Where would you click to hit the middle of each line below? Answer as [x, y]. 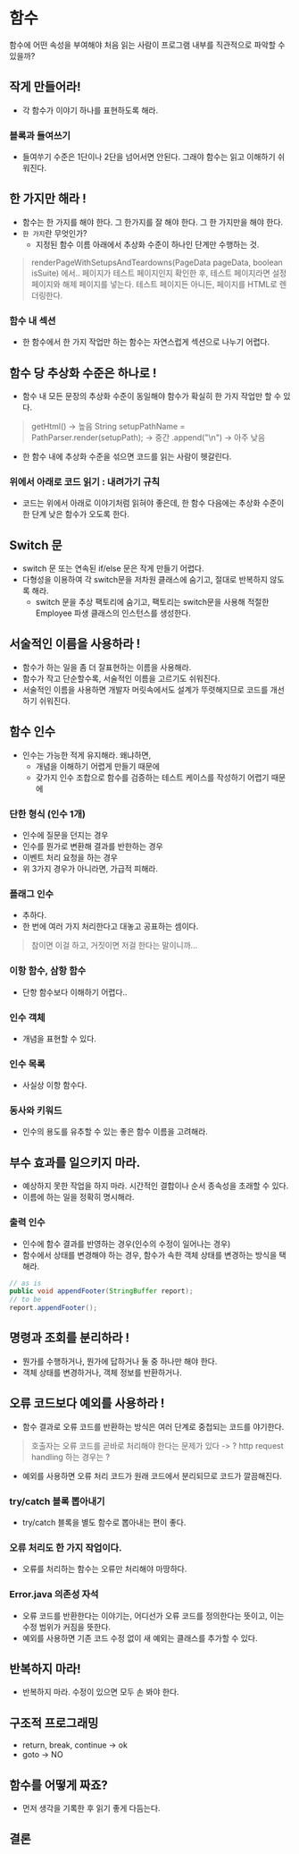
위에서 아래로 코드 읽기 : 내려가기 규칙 [85, 481]
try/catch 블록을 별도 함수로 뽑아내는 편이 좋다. [104, 1523]
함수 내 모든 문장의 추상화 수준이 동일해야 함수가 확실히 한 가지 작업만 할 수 [152, 395]
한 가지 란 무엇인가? [54, 233]
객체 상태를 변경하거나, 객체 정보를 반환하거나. [102, 1372]
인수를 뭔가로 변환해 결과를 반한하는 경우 [92, 846]
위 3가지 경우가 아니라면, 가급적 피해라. [90, 868]
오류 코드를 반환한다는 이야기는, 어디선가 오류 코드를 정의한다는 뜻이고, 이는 [153, 1615]
